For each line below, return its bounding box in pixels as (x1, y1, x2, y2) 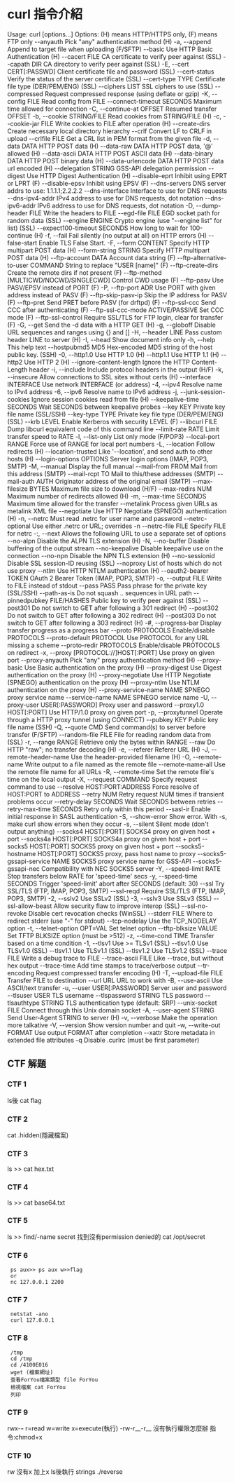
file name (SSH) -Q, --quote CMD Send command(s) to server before (7, 723, 206, 731)
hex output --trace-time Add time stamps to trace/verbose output (7, 961, 196, 970)
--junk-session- (180, 387, 226, 396)
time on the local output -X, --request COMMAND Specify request (7, 775, 198, 783)
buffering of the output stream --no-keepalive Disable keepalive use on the (7, 544, 224, 553)
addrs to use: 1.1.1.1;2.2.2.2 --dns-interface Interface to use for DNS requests (7, 187, 228, 195)
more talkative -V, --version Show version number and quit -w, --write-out (7, 1021, 221, 1029)
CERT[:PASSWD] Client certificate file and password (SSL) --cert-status (7, 67, 214, 76)
